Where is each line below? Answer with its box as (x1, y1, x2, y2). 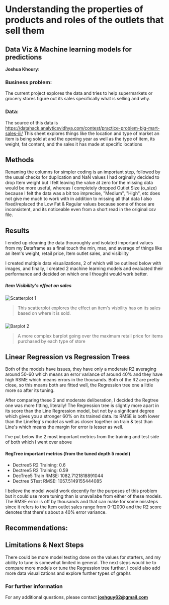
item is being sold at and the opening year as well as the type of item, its (5, 136, 155, 142)
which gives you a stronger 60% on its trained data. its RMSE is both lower (5, 413, 160, 419)
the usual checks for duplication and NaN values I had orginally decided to (5, 174, 159, 180)
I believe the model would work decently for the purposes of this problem (5, 488, 157, 494)
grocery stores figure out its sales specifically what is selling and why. (5, 96, 150, 102)
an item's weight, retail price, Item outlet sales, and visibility (5, 250, 129, 256)
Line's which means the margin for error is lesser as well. (5, 424, 124, 430)
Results (5, 226, 30, 235)
